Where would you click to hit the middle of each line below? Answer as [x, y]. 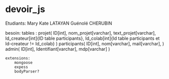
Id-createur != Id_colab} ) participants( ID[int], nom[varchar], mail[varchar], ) [85, 43]
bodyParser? [27, 71]
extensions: [18, 58]
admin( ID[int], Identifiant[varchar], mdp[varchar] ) [58, 49]
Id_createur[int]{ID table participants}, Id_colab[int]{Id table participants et [82, 38]
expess [21, 67]
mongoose [24, 62]
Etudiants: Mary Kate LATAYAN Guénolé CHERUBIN [59, 23]
